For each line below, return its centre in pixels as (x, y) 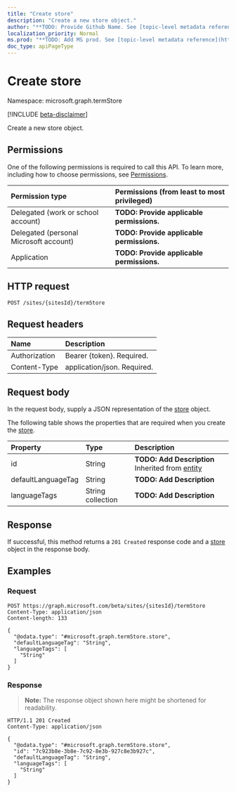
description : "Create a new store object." (72, 20)
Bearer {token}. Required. (107, 356)
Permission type (39, 196)
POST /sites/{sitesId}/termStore (56, 303)
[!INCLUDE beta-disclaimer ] (47, 114)
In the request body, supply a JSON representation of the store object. (109, 409)
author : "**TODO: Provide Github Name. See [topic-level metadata (106, 27)
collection (101, 500)
